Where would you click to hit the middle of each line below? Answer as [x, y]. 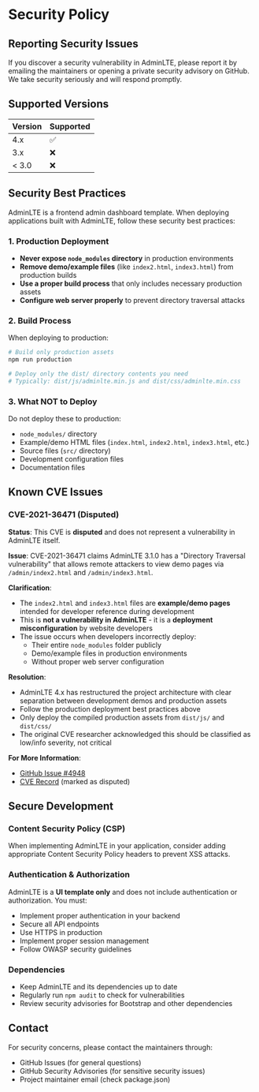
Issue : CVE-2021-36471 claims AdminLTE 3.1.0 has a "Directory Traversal [127, 555]
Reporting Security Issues [74, 44]
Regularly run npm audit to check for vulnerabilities [102, 995]
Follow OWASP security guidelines [76, 949]
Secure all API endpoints [59, 924]
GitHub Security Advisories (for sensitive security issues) [113, 1071]
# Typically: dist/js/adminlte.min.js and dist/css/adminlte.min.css [125, 381]
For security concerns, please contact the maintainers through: [110, 1047]
